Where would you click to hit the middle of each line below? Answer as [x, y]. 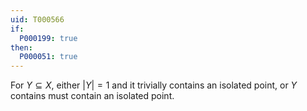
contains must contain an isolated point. [92, 96]
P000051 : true [48, 57]
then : [21, 47]
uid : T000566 [37, 19]
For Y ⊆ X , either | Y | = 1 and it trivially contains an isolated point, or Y [154, 85]
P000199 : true [48, 38]
